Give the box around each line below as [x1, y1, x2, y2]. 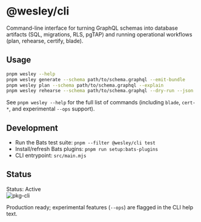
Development [6, 123, 59, 133]
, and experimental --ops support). [8, 105, 95, 113]
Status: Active [6, 185, 41, 192]
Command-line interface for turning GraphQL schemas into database [6, 24, 179, 32]
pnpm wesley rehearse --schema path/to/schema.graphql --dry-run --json [6, 88, 194, 94]
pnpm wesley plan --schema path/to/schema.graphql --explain [6, 82, 164, 89]
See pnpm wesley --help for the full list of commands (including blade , [6, 99, 180, 106]
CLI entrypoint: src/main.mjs [15, 152, 87, 159]
